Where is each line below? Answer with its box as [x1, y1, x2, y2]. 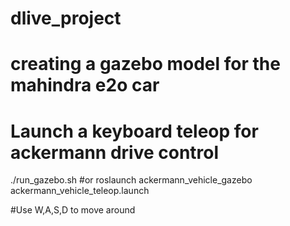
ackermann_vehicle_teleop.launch [10, 185, 150, 197]
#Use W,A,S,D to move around [10, 204, 136, 216]
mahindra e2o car [10, 74, 160, 97]
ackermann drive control [10, 141, 220, 164]
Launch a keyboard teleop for [10, 120, 259, 142]
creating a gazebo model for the [10, 53, 281, 76]
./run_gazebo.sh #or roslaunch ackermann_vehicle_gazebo [10, 174, 253, 186]
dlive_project [10, 7, 122, 30]
